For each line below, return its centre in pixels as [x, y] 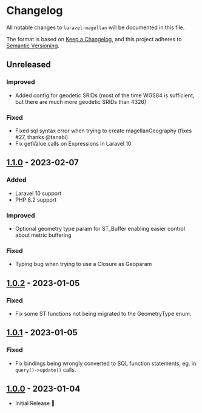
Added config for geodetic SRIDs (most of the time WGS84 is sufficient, [105, 95]
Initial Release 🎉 [35, 403]
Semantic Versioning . [33, 46]
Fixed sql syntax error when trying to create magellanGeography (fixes [103, 131]
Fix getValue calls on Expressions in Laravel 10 [73, 143]
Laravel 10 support [38, 193]
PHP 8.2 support [36, 200]
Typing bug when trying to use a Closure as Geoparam [83, 264]
